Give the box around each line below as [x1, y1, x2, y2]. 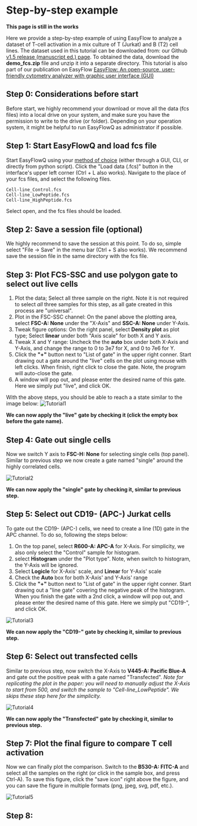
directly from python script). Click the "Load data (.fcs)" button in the [6, 163, 173, 170]
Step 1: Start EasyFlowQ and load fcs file [6, 141, 157, 151]
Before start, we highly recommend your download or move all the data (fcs [6, 104, 189, 112]
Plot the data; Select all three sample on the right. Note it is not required [14, 294, 188, 301]
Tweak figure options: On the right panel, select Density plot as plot [14, 326, 179, 333]
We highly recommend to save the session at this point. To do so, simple [6, 240, 182, 247]
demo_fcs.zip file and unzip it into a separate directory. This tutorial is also [6, 60, 188, 67]
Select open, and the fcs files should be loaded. [6, 207, 122, 214]
